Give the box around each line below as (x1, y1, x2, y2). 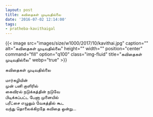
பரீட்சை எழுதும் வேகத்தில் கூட (5, 100, 64, 106)
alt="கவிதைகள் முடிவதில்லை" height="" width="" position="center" (5, 46, 143, 52)
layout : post (5, 7, 33, 13)
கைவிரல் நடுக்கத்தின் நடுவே (5, 89, 60, 95)
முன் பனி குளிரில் (5, 83, 39, 89)
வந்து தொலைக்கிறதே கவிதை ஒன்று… (5, 106, 77, 112)
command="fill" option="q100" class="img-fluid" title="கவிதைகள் (5, 51, 142, 57)
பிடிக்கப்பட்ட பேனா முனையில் (5, 94, 59, 100)
